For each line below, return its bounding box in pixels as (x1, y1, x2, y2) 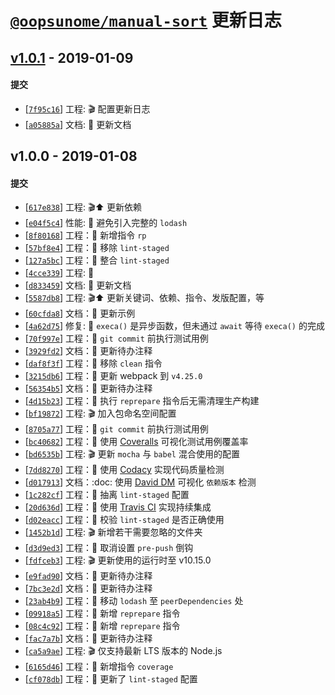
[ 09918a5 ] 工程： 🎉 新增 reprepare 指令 (24, 607, 181, 620)
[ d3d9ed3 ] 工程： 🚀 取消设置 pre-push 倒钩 (24, 542, 194, 554)
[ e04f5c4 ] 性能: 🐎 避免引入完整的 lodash (24, 217, 188, 229)
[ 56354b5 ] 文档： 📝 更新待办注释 (24, 382, 153, 395)
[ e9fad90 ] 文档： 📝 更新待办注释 (24, 570, 153, 582)
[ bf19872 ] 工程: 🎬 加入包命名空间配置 (24, 407, 177, 420)
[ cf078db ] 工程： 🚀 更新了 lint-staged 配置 (24, 673, 198, 685)
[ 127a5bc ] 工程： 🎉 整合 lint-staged (24, 254, 170, 266)
